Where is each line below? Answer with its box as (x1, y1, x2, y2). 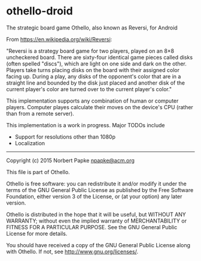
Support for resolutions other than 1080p (14, 133, 115, 140)
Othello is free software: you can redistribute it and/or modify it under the (6, 180, 187, 187)
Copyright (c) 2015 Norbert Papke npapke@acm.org (6, 157, 135, 164)
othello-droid (6, 4, 73, 18)
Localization (14, 139, 45, 146)
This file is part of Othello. (6, 168, 70, 175)
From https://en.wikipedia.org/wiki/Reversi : (6, 35, 112, 43)
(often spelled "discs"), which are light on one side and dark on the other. (6, 60, 187, 67)
